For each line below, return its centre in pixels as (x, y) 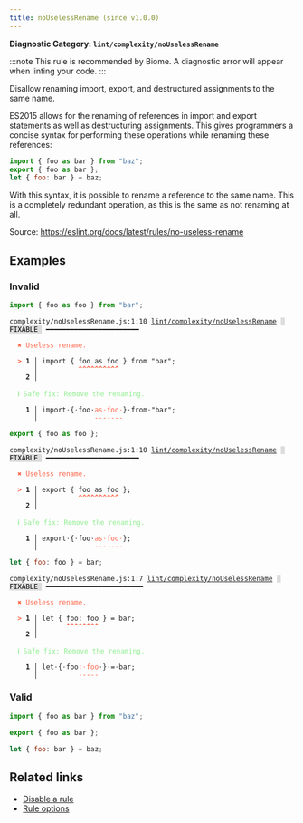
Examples (38, 261)
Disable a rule (48, 799)
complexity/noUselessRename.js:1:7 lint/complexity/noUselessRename (141, 578)
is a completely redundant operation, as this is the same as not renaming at (149, 205)
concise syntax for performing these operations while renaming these (139, 135)
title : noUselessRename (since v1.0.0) (85, 18)
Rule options (46, 808)
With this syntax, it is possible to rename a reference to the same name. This (151, 195)
